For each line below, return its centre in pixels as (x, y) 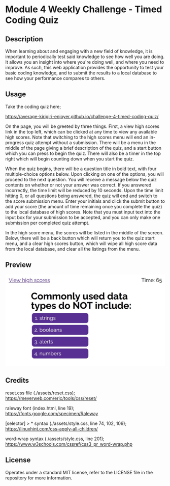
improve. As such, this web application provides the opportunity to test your (84, 67)
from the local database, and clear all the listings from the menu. (73, 249)
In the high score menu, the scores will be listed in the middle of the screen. (84, 232)
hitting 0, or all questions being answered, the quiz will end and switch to (81, 196)
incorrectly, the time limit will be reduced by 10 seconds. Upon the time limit (84, 190)
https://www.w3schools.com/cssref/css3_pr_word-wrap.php (69, 444)
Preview (19, 265)
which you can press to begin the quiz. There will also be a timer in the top (83, 153)
